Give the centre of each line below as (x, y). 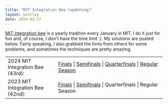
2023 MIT (19, 81)
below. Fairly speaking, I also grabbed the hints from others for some (76, 44)
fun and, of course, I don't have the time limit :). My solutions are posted (79, 38)
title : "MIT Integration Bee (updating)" (49, 10)
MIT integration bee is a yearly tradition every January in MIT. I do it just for (83, 33)
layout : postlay (22, 14)
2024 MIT (19, 61)
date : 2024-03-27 (23, 19)
